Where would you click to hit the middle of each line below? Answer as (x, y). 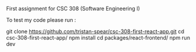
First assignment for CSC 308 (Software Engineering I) (73, 9)
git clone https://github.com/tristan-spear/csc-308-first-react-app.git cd (95, 31)
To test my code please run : (41, 20)
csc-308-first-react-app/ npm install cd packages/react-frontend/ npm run (98, 38)
